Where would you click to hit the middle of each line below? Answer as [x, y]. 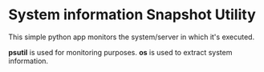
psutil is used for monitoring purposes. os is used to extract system [120, 52]
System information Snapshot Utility [132, 15]
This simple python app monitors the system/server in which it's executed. [132, 37]
